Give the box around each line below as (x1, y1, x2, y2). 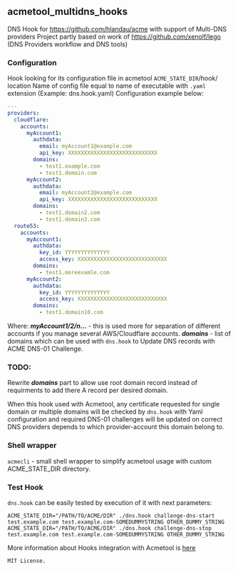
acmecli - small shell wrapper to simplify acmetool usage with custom (7, 456, 212, 465)
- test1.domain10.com (38, 309, 103, 316)
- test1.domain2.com (38, 209, 100, 216)
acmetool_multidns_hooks (7, 6, 128, 18)
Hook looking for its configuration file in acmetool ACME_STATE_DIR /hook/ (7, 74, 218, 83)
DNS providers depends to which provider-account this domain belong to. (7, 423, 224, 431)
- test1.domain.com (38, 169, 98, 176)
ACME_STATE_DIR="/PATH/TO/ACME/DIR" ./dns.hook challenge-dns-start (7, 512, 215, 519)
